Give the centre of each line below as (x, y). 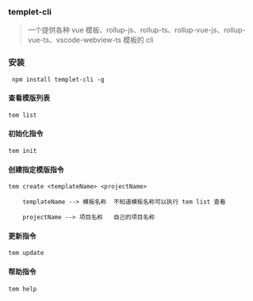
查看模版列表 (29, 98)
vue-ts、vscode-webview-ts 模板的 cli (90, 40)
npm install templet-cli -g (58, 79)
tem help (23, 289)
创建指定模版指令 (36, 170)
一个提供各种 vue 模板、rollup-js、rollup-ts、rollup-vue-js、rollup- (136, 30)
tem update (26, 253)
